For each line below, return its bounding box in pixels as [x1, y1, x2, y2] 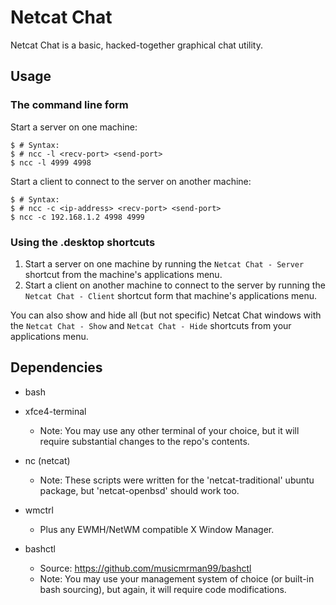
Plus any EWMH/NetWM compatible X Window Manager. [39, 523, 275, 535]
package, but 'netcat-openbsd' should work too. [39, 484, 240, 496]
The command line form [10, 98, 129, 112]
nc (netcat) [24, 454, 71, 466]
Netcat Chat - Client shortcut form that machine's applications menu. [24, 289, 318, 301]
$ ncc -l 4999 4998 [10, 157, 92, 168]
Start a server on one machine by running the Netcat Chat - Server [24, 257, 305, 270]
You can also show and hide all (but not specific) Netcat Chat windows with [10, 309, 322, 321]
